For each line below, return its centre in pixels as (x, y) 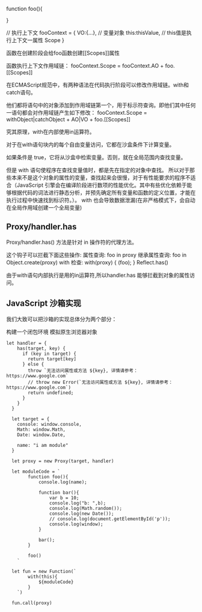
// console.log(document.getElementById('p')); (110, 519)
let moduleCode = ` (36, 471)
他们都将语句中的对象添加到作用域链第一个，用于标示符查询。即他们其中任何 (101, 105)
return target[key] (52, 359)
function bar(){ (59, 492)
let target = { (31, 419)
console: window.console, (50, 424)
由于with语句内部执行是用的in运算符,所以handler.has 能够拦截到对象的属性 (98, 275)
